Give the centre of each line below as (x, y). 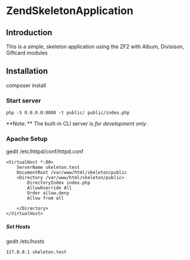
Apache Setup (27, 139)
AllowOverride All (50, 188)
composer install (26, 85)
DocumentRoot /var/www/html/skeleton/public (72, 173)
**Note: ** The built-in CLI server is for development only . (77, 124)
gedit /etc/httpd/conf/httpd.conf (45, 151)
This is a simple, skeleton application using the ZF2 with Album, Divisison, (95, 46)
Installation (27, 71)
